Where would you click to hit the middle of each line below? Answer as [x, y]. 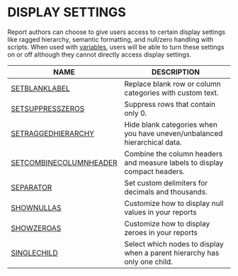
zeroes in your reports [161, 232]
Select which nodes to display [174, 243]
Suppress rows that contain [170, 104]
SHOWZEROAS [36, 228]
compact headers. [154, 171]
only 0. [135, 113]
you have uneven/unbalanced [173, 133]
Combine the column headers [173, 154]
